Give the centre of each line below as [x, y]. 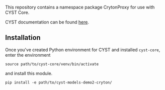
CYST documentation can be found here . [47, 22]
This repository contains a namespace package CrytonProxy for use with [80, 7]
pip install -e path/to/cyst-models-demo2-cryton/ [59, 82]
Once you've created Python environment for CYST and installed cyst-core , [83, 50]
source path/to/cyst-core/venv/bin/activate [52, 64]
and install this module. [29, 73]
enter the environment [28, 55]
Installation [23, 38]
